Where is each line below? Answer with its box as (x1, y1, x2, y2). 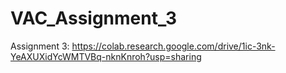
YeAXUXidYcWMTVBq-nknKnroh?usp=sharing (10, 50, 202, 62)
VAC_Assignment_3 (10, 7, 178, 30)
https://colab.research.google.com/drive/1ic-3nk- (71, 40, 276, 52)
